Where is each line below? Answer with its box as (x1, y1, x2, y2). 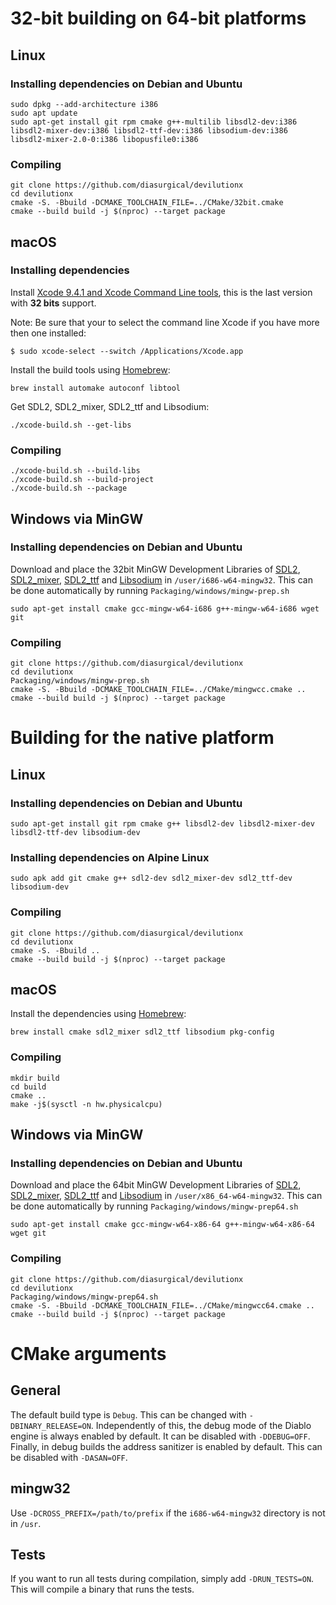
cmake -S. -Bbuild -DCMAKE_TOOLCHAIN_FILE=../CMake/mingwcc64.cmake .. (10, 1300, 315, 1311)
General (10, 1382, 62, 1399)
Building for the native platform (10, 727, 275, 749)
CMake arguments (10, 1342, 167, 1365)
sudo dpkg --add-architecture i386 (10, 99, 159, 109)
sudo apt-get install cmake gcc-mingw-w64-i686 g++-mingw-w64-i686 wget (10, 603, 320, 614)
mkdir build (10, 1073, 60, 1083)
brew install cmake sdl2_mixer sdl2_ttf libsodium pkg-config (10, 1027, 275, 1037)
